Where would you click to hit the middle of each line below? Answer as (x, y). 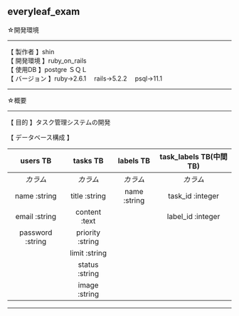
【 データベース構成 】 (40, 137)
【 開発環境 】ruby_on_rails (47, 61)
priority (88, 233)
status (88, 265)
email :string (36, 216)
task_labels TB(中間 (193, 156)
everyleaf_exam (44, 12)
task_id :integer (193, 195)
